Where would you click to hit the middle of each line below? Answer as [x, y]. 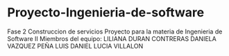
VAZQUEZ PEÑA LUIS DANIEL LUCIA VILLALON [75, 46]
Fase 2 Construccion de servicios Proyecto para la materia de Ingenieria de [115, 31]
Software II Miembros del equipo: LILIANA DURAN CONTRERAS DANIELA [112, 38]
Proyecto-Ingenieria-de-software [106, 13]
